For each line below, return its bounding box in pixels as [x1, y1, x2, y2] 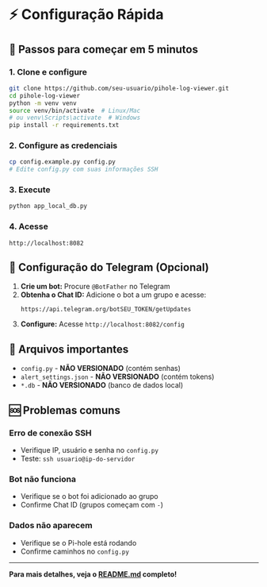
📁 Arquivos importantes [9, 342, 129, 356]
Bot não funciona [9, 473, 76, 485]
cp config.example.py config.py [9, 158, 116, 166]
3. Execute [9, 184, 51, 195]
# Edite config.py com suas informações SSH [9, 165, 158, 174]
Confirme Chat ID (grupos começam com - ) [20, 500, 164, 510]
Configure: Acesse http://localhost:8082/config [20, 319, 185, 329]
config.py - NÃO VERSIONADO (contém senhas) [20, 364, 181, 373]
